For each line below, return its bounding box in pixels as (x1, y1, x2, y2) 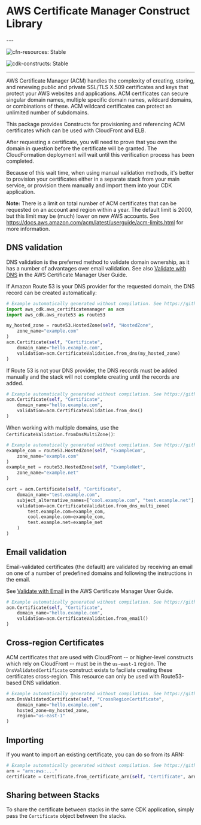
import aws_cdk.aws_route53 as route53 (6, 312, 106, 318)
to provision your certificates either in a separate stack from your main (6, 175, 180, 182)
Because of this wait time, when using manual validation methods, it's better (6, 169, 194, 176)
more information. (6, 225, 50, 232)
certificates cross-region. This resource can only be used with (6, 672, 160, 680)
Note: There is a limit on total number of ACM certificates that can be (6, 199, 177, 207)
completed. (6, 157, 34, 165)
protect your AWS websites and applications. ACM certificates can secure (6, 90, 188, 97)
